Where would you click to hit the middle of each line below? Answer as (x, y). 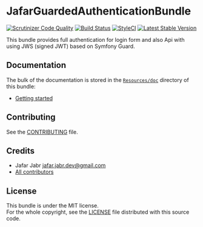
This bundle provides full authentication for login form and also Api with (95, 39)
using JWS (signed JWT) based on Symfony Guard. (71, 46)
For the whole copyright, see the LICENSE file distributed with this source (98, 212)
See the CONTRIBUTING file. (42, 132)
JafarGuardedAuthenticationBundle (99, 11)
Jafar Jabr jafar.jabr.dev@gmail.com (60, 166)
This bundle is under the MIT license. (52, 206)
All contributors (34, 172)
